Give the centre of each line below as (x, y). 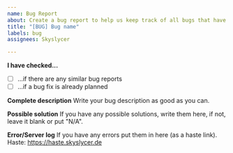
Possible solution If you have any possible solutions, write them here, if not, (116, 114)
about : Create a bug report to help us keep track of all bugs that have (117, 20)
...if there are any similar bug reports (70, 79)
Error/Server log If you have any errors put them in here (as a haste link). (112, 135)
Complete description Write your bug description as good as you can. (108, 101)
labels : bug (24, 33)
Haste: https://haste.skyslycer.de (55, 143)
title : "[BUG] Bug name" (43, 26)
